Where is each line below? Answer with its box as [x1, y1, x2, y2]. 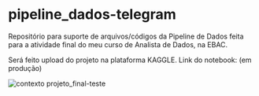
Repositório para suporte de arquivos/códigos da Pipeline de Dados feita [8, 31, 244, 41]
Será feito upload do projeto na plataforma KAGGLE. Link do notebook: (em [8, 55, 252, 65]
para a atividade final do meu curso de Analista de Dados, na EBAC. [8, 39, 228, 49]
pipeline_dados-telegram [8, 6, 177, 24]
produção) [8, 63, 43, 72]
